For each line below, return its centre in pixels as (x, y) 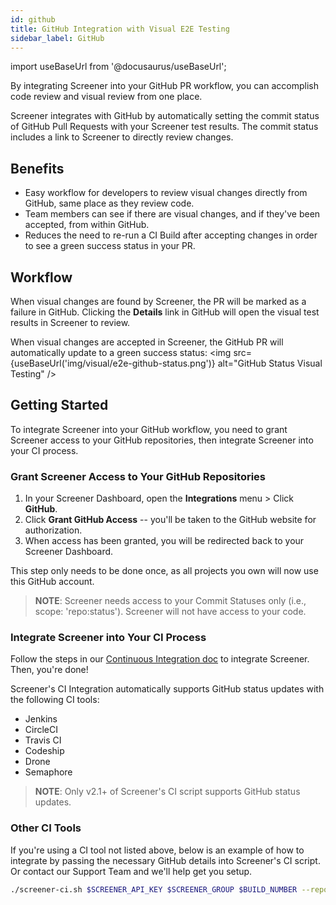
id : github (33, 19)
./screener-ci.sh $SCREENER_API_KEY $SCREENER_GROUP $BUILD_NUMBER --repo (169, 889)
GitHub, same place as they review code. (109, 203)
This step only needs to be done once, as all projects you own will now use (164, 571)
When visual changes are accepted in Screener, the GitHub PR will (147, 342)
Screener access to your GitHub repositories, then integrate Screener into (162, 440)
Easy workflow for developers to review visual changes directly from (166, 193)
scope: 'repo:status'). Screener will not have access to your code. (170, 612)
